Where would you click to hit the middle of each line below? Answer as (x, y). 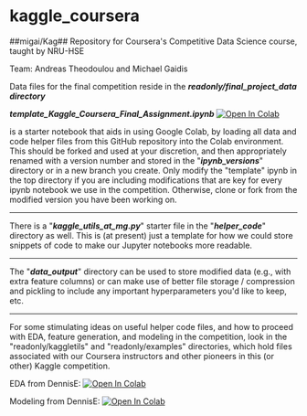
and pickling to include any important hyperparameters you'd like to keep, (148, 291)
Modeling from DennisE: (55, 401)
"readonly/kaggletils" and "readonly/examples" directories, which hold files (151, 346)
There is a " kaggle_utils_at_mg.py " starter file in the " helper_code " (138, 226)
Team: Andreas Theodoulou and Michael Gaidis (99, 69)
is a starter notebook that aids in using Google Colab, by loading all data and (153, 131)
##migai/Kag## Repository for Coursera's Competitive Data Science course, (153, 41)
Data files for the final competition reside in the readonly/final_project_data (153, 86)
